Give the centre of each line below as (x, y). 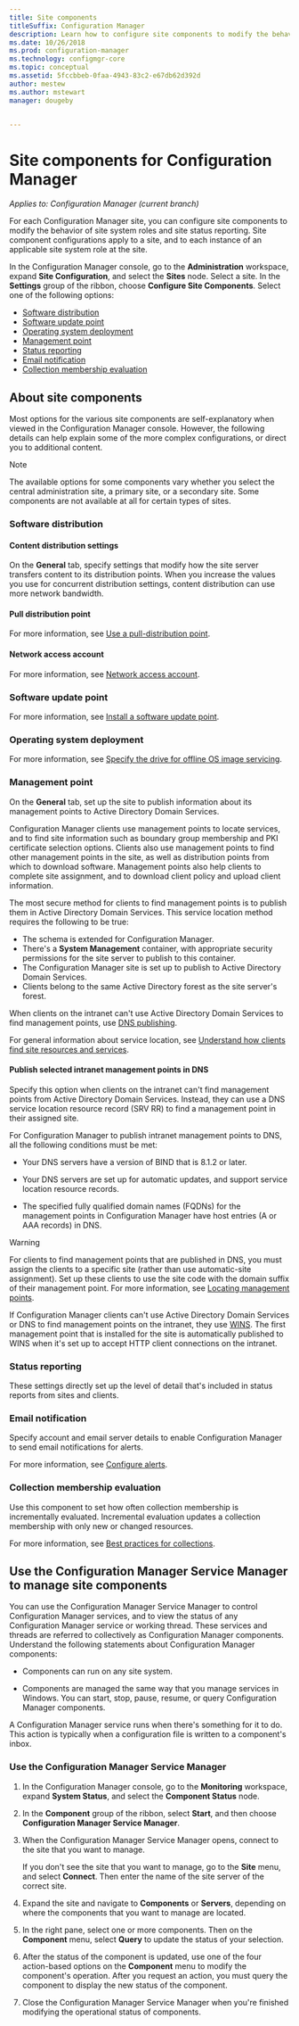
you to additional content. (56, 448)
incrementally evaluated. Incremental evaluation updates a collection (135, 1517)
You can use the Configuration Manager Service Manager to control (133, 1607)
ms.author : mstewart (48, 92)
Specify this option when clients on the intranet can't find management (139, 1089)
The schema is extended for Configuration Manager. (118, 939)
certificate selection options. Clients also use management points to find (142, 848)
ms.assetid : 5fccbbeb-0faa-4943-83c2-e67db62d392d (105, 76)
